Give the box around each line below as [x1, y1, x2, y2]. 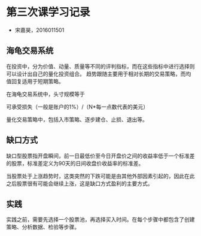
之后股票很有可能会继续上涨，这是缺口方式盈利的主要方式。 [6, 180, 153, 187]
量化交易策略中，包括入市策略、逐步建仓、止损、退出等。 [6, 116, 148, 123]
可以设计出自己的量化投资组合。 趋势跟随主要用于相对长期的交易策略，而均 [6, 70, 191, 77]
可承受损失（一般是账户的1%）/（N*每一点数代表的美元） [6, 103, 149, 110]
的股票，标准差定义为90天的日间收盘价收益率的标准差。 [6, 159, 144, 167]
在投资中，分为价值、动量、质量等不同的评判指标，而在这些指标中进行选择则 [6, 62, 195, 69]
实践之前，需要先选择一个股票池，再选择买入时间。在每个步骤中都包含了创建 [6, 216, 195, 223]
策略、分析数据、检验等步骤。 [6, 223, 80, 231]
